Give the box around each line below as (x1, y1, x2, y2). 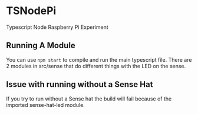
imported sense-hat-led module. (6, 101, 85, 108)
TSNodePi (6, 4, 57, 18)
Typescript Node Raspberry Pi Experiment (6, 24, 109, 31)
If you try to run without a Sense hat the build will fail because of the (6, 95, 172, 102)
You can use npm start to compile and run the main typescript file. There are (6, 56, 192, 63)
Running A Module (6, 41, 75, 51)
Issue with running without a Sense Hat (6, 79, 153, 89)
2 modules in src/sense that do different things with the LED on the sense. (6, 62, 186, 69)
